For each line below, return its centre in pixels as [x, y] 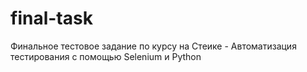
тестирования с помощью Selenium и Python [106, 56]
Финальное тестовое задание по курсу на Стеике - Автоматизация [153, 46]
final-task [51, 18]
